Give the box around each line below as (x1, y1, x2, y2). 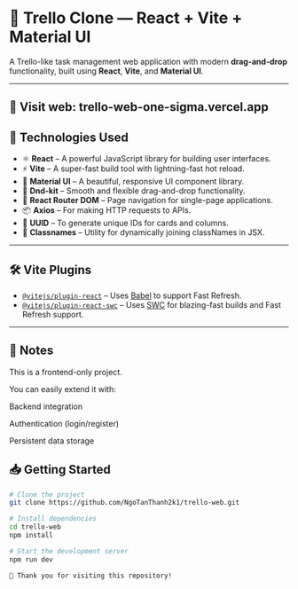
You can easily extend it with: (9, 383, 117, 394)
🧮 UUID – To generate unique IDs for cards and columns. (21, 217, 229, 229)
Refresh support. (21, 309, 84, 319)
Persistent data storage (9, 435, 95, 446)
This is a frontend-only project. (9, 366, 122, 377)
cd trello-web (9, 522, 62, 531)
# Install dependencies (9, 514, 98, 523)
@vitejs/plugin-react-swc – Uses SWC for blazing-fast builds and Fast (21, 299, 282, 310)
